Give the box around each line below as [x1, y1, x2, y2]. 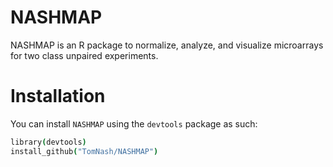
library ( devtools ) [10, 137, 87, 147]
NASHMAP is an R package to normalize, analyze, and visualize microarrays [10, 39, 324, 51]
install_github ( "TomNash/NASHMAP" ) [10, 146, 159, 156]
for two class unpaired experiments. [10, 49, 159, 61]
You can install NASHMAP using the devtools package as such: [10, 117, 258, 130]
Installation [10, 85, 106, 108]
